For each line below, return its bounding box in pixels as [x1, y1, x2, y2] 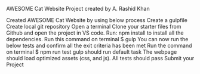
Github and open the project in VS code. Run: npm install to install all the [6, 29, 184, 36]
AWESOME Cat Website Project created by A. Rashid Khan [6, 5, 150, 12]
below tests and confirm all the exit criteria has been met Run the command [6, 42, 192, 49]
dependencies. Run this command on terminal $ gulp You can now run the [6, 36, 189, 42]
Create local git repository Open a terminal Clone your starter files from [6, 23, 181, 30]
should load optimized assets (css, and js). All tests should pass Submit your [6, 55, 195, 61]
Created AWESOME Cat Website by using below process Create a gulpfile [6, 17, 188, 23]
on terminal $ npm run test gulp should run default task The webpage [6, 48, 177, 55]
